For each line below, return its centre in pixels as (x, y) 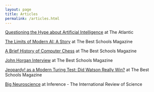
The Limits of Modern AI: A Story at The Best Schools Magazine (69, 42)
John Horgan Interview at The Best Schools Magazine (59, 61)
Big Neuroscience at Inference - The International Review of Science (74, 84)
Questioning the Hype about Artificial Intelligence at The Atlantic (69, 32)
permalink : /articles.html (32, 18)
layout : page (18, 9)
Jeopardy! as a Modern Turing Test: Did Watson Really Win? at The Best (77, 70)
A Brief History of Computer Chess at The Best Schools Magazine (71, 51)
